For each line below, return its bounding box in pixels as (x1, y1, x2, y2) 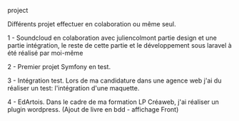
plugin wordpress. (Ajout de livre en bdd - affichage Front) (7, 105, 179, 113)
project (7, 6, 29, 14)
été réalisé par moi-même (7, 49, 83, 57)
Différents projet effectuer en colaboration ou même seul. (7, 20, 176, 28)
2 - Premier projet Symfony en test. (7, 63, 111, 70)
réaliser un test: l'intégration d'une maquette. (7, 84, 140, 92)
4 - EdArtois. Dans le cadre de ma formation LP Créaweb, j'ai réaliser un (7, 98, 220, 106)
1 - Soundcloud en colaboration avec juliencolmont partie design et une (7, 33, 218, 42)
